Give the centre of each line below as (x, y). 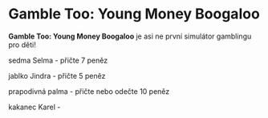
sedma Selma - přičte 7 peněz (58, 60)
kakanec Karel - (35, 107)
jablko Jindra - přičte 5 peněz (57, 75)
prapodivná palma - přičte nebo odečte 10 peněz (89, 91)
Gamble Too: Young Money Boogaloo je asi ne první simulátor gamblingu (130, 36)
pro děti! (22, 44)
